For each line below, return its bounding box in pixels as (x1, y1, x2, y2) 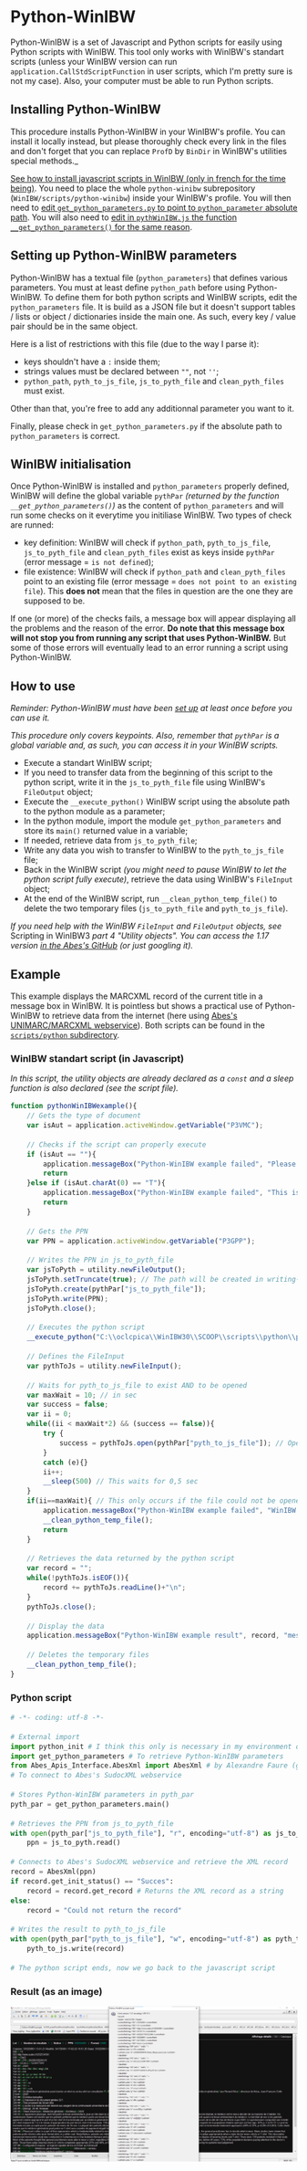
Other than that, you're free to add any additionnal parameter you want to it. (10, 403, 295, 414)
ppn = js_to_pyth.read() (26, 1838, 121, 1848)
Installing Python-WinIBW (10, 102, 161, 118)
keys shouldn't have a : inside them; (23, 356, 160, 367)
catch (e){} (43, 1458, 89, 1467)
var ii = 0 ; (26, 1410, 72, 1419)
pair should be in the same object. (10, 320, 138, 331)
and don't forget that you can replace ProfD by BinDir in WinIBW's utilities (10, 145, 288, 156)
